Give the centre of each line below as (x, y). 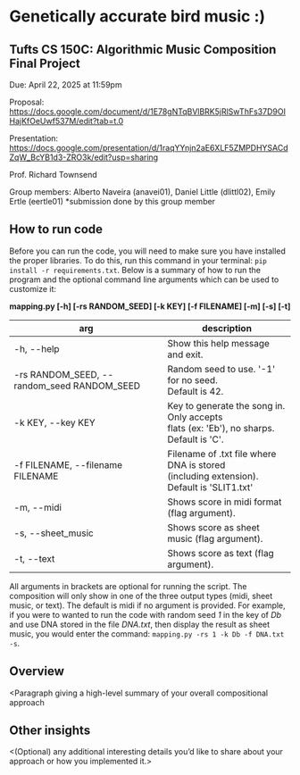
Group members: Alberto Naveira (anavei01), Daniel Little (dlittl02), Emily (142, 192)
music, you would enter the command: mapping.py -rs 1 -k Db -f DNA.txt (147, 633)
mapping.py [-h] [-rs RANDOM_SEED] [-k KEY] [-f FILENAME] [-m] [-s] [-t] (150, 306)
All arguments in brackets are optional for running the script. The (128, 586)
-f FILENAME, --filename (68, 464)
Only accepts (195, 417)
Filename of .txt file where (222, 454)
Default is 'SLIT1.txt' (210, 487)
